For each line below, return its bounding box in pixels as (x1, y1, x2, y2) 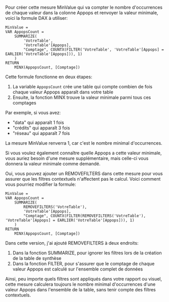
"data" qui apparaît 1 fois (12, 119, 64, 125)
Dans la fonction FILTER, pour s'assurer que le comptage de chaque (12, 261, 155, 266)
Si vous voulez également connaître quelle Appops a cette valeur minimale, (5, 150, 162, 156)
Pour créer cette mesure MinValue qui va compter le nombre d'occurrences (5, 5, 163, 10)
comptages (12, 100, 36, 106)
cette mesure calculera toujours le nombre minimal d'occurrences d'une (5, 281, 156, 287)
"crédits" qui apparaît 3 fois (12, 125, 70, 131)
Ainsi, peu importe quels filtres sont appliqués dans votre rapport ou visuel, (5, 276, 162, 282)
